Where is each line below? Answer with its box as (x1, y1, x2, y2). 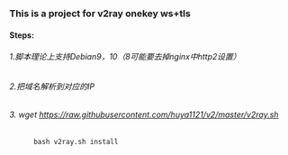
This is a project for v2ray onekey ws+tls (9, 7, 191, 20)
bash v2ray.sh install (32, 137, 119, 146)
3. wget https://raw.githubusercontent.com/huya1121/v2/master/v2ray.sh (9, 109, 279, 120)
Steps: (9, 30, 34, 41)
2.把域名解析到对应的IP (9, 80, 95, 92)
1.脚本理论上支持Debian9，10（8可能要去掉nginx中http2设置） (9, 51, 241, 62)
